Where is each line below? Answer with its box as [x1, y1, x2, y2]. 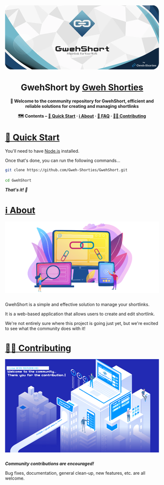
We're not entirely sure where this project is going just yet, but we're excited [5, 321, 159, 326]
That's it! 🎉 [5, 186, 28, 193]
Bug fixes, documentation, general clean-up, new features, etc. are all [5, 470, 145, 476]
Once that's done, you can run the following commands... [5, 157, 121, 163]
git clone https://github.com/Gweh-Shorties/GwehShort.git [5, 167, 128, 172]
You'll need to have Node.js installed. [5, 148, 80, 154]
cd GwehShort [5, 178, 32, 183]
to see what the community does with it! [5, 325, 86, 332]
